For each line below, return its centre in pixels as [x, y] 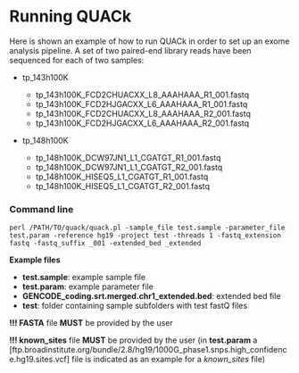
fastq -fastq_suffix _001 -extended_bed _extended [105, 244]
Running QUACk [71, 17]
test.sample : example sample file [83, 278]
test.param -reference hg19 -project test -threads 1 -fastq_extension [145, 236]
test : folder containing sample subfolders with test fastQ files [135, 306]
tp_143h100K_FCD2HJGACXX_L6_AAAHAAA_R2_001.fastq [142, 123]
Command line [42, 209]
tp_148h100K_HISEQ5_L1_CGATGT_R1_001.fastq [122, 177]
